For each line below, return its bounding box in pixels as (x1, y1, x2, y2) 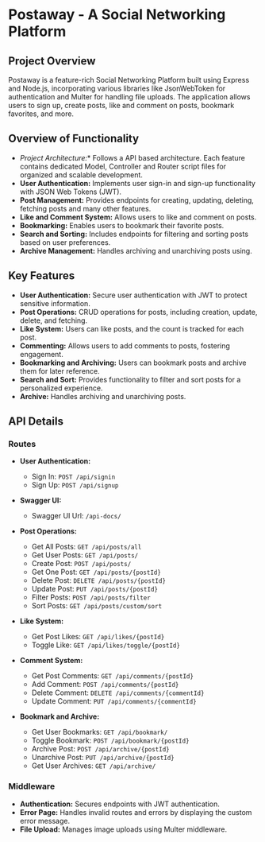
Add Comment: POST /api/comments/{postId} (31, 680, 179, 689)
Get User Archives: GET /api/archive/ (31, 761, 156, 770)
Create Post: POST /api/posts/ (31, 559, 132, 568)
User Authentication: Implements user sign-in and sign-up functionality (19, 178, 256, 188)
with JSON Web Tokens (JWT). (19, 187, 121, 196)
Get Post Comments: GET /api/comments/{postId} (31, 671, 194, 681)
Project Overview (8, 54, 96, 68)
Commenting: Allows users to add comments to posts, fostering (19, 340, 230, 351)
